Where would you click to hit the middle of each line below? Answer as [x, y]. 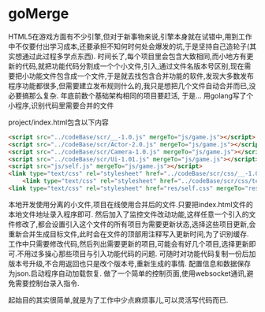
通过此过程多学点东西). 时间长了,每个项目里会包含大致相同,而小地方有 [134, 56]
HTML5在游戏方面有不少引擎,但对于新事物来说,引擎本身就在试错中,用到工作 [130, 36]
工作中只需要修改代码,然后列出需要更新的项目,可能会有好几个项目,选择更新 [129, 243]
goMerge [39, 14]
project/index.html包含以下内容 [58, 122]
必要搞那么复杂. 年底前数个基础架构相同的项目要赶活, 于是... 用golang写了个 [131, 95]
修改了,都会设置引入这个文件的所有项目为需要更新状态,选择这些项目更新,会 [135, 224]
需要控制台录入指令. [47, 283]
